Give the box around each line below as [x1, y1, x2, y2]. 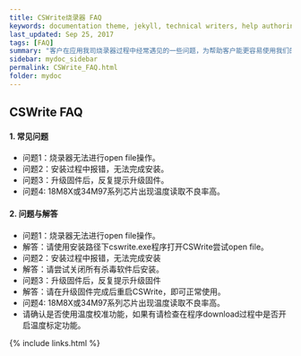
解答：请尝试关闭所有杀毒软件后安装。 [21, 264, 164, 274]
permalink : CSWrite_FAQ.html [9, 64, 118, 73]
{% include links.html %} [9, 337, 100, 348]
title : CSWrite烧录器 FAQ [9, 13, 102, 22]
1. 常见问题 [9, 131, 49, 142]
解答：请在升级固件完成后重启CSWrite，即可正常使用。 [21, 286, 226, 297]
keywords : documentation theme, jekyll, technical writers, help [9, 22, 258, 30]
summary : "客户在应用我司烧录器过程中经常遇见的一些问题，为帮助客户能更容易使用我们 [9, 47, 289, 56]
